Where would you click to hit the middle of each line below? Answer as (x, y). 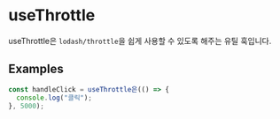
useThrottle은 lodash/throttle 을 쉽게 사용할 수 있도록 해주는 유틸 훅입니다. (140, 41)
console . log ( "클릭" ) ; (54, 98)
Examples (36, 69)
